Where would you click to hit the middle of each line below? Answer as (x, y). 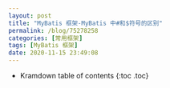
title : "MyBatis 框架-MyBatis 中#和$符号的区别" (85, 23)
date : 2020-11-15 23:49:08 (53, 53)
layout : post (30, 16)
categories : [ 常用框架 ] (45, 38)
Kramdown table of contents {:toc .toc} (84, 76)
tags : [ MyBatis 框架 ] (43, 46)
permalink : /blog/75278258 (53, 30)
